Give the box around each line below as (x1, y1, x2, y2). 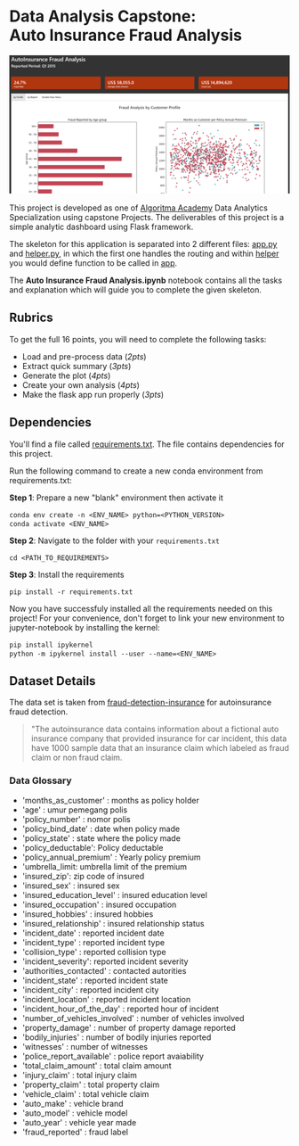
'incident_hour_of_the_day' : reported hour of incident (21, 1003, 220, 1014)
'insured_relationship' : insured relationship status (21, 918, 205, 928)
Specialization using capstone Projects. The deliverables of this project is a (9, 212, 285, 222)
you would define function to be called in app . (9, 258, 178, 268)
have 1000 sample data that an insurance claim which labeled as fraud (30, 743, 289, 754)
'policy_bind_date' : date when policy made (21, 823, 181, 834)
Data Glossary (9, 774, 73, 787)
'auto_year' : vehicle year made (21, 1117, 137, 1127)
